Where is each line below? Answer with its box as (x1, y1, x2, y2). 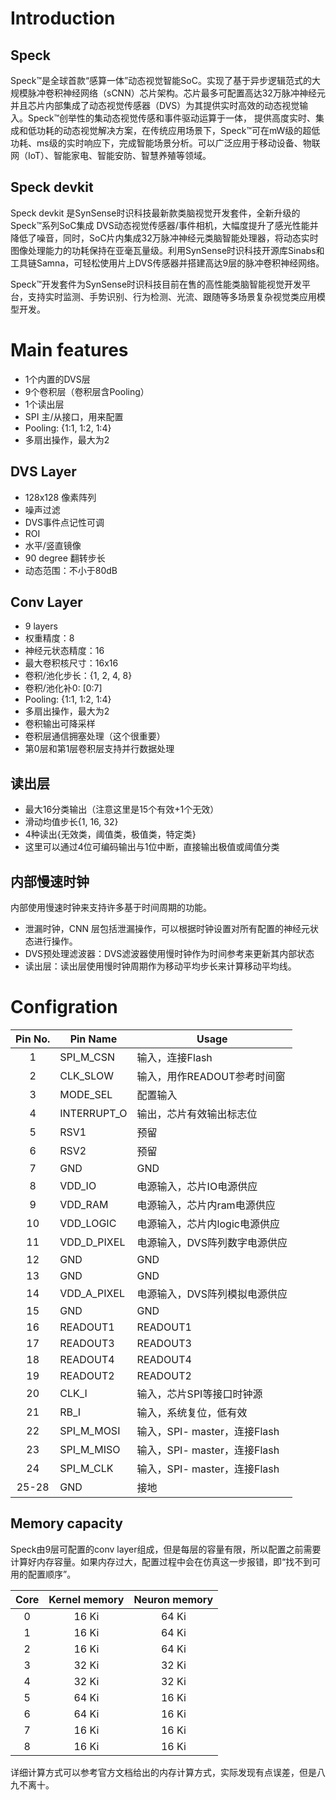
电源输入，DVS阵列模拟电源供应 (136, 1287, 288, 1301)
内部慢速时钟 (10, 873, 90, 890)
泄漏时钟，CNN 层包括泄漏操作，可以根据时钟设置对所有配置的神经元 (24, 923, 311, 934)
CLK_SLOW (59, 1068, 114, 1082)
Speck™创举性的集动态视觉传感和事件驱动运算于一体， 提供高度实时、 (27, 112, 316, 124)
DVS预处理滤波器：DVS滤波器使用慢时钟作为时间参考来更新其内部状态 (24, 948, 315, 959)
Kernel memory (48, 1592, 125, 1606)
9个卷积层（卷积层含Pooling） (24, 385, 150, 397)
